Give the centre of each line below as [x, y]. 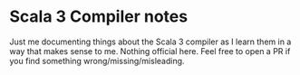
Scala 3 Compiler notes [99, 17]
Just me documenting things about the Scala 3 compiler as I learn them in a [150, 42]
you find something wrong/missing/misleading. [97, 61]
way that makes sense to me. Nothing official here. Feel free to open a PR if [150, 51]
